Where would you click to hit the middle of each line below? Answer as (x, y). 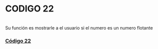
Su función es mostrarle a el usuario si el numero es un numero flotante (79, 27)
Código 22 (18, 40)
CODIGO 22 (30, 9)
